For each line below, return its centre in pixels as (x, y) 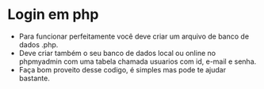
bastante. (34, 78)
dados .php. (38, 44)
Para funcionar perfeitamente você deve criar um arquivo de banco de (134, 36)
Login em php (53, 15)
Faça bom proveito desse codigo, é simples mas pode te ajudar (122, 69)
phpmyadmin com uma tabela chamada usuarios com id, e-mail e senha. (138, 61)
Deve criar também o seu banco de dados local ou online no (117, 53)
